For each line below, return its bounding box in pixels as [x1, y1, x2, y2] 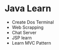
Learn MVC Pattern [11, 40, 52, 46]
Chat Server [11, 29, 37, 35]
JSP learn [11, 35, 32, 41]
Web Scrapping [11, 24, 44, 30]
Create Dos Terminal [11, 19, 54, 25]
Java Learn [4, 3, 52, 14]
